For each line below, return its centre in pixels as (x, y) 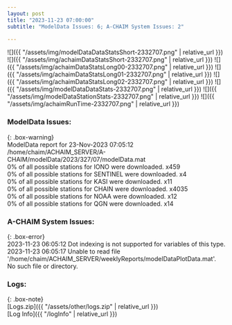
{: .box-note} (25, 299)
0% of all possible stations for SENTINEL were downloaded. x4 (97, 174)
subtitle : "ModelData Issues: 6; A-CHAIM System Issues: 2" (96, 26)
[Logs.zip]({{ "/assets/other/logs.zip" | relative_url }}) (83, 307)
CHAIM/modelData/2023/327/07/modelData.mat (77, 159)
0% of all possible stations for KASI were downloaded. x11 (90, 181)
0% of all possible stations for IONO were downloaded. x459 (94, 167)
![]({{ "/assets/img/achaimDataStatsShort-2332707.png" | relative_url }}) (110, 60)
